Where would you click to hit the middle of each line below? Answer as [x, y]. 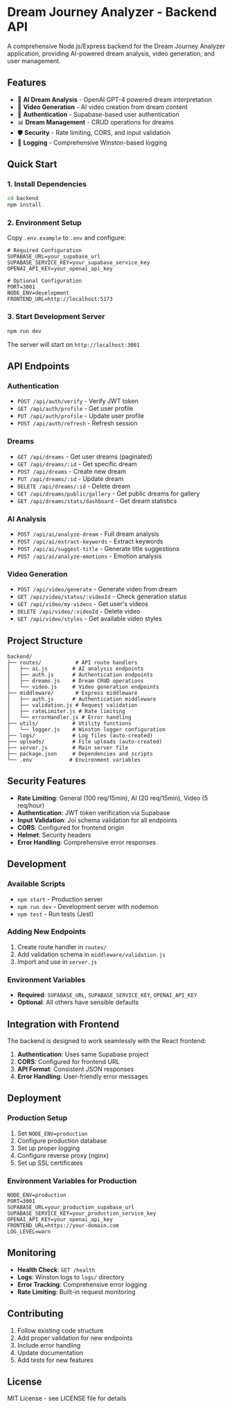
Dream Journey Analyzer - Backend [112, 12]
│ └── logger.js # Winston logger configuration [87, 730]
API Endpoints [38, 367]
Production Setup [37, 1118]
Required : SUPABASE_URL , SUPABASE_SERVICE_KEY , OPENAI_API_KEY [107, 995]
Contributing [35, 1314]
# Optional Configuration [44, 281]
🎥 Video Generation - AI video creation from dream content [102, 107]
